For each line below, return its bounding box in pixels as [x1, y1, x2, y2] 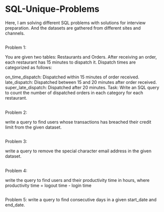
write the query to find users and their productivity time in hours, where [5, 177, 150, 183]
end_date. [5, 202, 26, 208]
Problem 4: [5, 168, 27, 174]
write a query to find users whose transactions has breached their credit [5, 119, 151, 125]
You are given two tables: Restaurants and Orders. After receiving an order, [5, 54, 157, 60]
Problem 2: [5, 109, 27, 115]
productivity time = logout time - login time [5, 182, 92, 188]
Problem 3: [5, 139, 27, 144]
